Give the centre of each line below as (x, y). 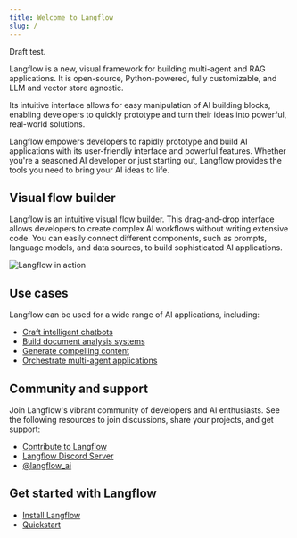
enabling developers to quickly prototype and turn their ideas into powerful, (148, 114)
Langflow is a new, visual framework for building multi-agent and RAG (137, 69)
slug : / (24, 26)
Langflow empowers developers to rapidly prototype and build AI (128, 141)
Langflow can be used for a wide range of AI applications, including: (135, 315)
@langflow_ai (47, 465)
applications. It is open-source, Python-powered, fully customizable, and (143, 78)
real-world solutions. (47, 124)
